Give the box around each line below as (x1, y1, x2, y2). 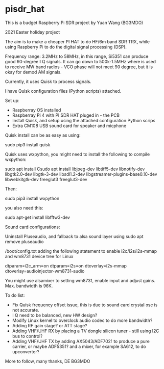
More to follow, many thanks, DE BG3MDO (5, 358, 91, 364)
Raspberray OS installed (12, 107, 61, 113)
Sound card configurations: (5, 224, 60, 230)
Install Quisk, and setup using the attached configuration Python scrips (12, 117, 156, 123)
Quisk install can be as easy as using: (5, 132, 81, 138)
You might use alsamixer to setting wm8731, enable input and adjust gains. (5, 277, 156, 283)
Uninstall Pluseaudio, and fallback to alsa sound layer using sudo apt (5, 233, 143, 239)
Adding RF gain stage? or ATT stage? (12, 322, 87, 328)
